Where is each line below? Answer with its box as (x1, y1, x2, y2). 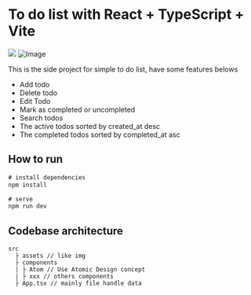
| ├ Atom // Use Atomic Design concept (15, 266, 146, 274)
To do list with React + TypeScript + (8, 6, 245, 24)
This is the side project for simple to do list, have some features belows (8, 65, 238, 74)
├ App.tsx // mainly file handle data (15, 279, 143, 288)
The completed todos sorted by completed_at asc (19, 130, 180, 139)
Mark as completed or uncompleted (19, 105, 136, 114)
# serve (8, 195, 34, 203)
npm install (8, 181, 47, 189)
